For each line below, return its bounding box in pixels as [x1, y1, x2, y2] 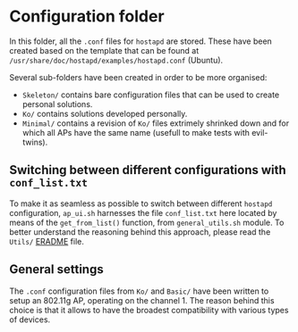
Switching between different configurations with [9, 162, 286, 178]
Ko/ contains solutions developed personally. [21, 108, 188, 119]
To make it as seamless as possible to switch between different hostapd [9, 198, 273, 209]
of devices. [9, 314, 51, 325]
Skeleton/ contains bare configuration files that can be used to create [21, 89, 280, 100]
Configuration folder [9, 6, 165, 27]
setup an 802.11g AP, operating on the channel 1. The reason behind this [9, 295, 275, 305]
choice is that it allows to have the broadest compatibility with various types [9, 304, 289, 315]
